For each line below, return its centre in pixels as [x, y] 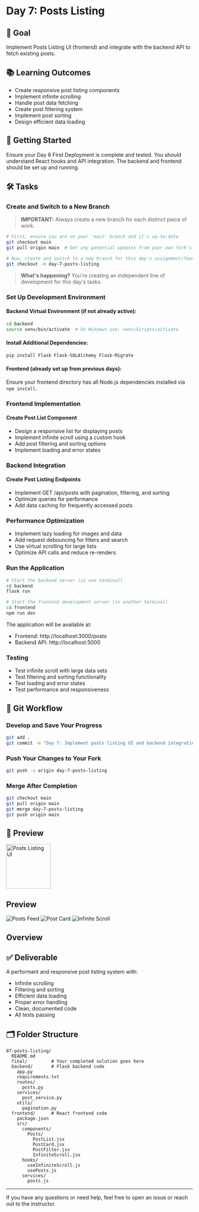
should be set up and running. [43, 167]
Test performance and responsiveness [62, 690]
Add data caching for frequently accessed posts [74, 506]
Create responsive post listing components [67, 90]
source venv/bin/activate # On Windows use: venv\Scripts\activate [92, 329]
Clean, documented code [46, 1009]
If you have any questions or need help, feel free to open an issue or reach [97, 1198]
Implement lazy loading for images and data [68, 534]
